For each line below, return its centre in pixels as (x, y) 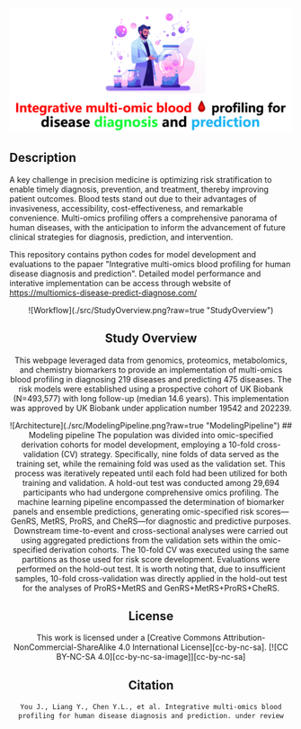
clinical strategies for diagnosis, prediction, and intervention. (121, 237)
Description (43, 158)
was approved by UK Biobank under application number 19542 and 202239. (151, 408)
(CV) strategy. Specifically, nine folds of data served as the (170, 454)
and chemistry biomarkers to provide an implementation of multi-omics (151, 369)
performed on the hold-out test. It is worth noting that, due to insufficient (151, 569)
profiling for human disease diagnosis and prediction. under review (151, 716)
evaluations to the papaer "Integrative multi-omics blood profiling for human (150, 264)
